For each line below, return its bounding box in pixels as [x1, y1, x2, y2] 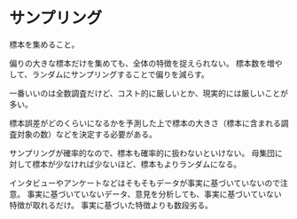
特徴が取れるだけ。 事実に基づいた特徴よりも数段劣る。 [9, 199, 213, 210]
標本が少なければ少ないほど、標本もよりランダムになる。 [32, 159, 242, 169]
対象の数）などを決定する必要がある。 [16, 129, 157, 139]
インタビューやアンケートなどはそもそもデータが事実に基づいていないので [9, 177, 281, 188]
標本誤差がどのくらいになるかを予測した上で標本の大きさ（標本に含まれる [9, 117, 281, 129]
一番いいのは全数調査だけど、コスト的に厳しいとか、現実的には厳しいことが [9, 88, 289, 98]
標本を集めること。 [9, 39, 80, 50]
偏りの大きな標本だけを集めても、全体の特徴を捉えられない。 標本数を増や [9, 58, 283, 68]
